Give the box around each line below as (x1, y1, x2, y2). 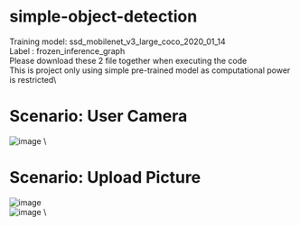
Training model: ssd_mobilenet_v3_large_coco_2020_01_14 (9, 36, 226, 47)
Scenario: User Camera (9, 106, 188, 127)
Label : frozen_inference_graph (9, 45, 126, 56)
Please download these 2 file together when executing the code (9, 55, 248, 66)
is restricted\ (9, 74, 57, 85)
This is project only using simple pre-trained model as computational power (9, 65, 291, 76)
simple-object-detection (9, 6, 198, 27)
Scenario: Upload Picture (9, 167, 202, 188)
